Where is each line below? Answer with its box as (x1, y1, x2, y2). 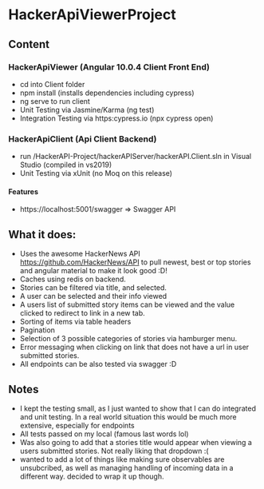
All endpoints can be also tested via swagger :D (19, 360, 177, 369)
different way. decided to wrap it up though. (19, 471, 165, 481)
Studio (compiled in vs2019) (19, 160, 112, 169)
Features (8, 186, 38, 197)
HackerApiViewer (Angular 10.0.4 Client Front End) (8, 62, 210, 73)
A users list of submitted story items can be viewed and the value (19, 300, 235, 309)
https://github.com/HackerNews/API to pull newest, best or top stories (19, 257, 251, 267)
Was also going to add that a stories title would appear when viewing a (19, 438, 253, 447)
